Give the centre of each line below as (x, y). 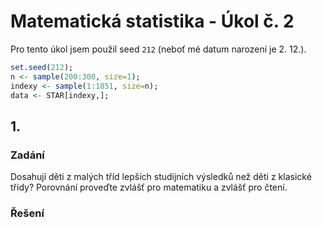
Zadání (27, 155)
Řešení (27, 213)
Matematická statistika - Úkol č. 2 (152, 21)
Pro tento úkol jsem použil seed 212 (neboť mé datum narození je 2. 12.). (158, 49)
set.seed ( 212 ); (42, 67)
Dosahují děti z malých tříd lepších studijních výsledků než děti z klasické (161, 177)
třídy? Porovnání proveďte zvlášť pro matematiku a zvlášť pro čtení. (149, 187)
